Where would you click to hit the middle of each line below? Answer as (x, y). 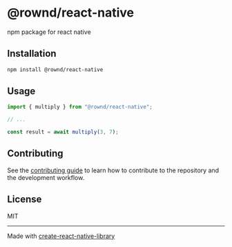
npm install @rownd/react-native (55, 70)
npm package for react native (49, 32)
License (25, 200)
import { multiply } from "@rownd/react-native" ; (80, 107)
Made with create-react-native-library (61, 236)
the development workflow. (46, 177)
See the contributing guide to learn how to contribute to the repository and (113, 170)
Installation (32, 54)
